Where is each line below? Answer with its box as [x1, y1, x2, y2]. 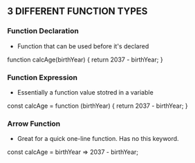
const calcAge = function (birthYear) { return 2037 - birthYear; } [7, 102, 188, 110]
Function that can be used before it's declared [17, 41, 149, 50]
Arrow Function [7, 119, 61, 128]
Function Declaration [7, 26, 80, 36]
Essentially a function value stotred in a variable [17, 88, 154, 96]
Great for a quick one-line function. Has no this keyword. [17, 135, 179, 143]
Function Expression [7, 73, 78, 82]
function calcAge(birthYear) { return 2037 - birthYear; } [7, 55, 164, 64]
